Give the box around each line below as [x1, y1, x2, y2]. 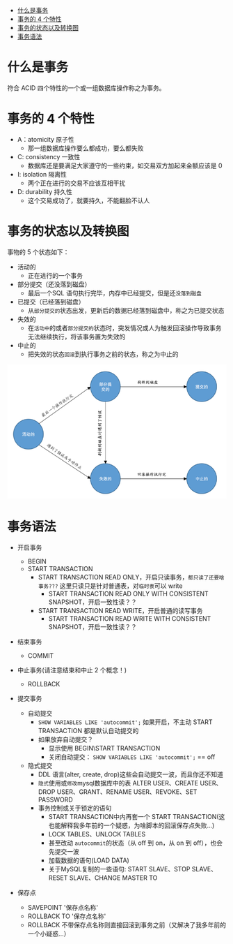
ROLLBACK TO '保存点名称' [27, 912, 106, 920]
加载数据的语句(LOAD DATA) [48, 856, 130, 864]
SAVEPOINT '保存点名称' [27, 903, 99, 911]
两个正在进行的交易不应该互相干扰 [27, 179, 126, 187]
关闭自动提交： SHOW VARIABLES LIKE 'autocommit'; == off [48, 753, 216, 761]
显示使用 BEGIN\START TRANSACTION [48, 744, 161, 752]
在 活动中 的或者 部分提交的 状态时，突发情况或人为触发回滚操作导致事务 [27, 323, 222, 332]
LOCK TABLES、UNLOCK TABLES [48, 829, 146, 838]
